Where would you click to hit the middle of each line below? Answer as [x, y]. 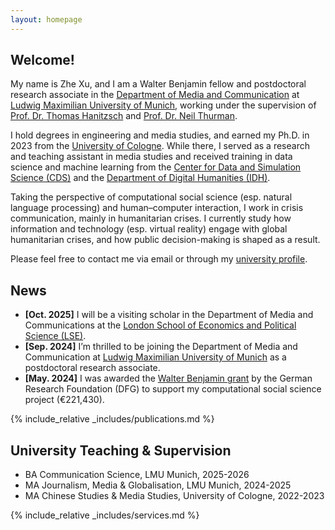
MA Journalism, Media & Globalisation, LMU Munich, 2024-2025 [158, 485]
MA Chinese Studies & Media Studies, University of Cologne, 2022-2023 [174, 496]
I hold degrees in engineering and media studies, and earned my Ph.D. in [160, 135]
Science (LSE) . [55, 336]
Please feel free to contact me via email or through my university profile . [159, 259]
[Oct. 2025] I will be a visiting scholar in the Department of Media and [169, 315]
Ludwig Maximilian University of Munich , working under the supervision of [163, 105]
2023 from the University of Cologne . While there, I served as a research [160, 146]
